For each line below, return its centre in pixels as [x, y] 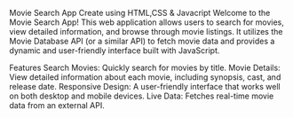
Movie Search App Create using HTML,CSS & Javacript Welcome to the [140, 13]
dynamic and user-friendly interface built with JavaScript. [115, 51]
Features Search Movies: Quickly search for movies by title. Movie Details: [145, 67]
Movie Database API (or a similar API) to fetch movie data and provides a [142, 41]
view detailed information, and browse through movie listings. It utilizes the [146, 31]
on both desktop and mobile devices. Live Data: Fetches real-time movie [142, 96]
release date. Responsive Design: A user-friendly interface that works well [145, 87]
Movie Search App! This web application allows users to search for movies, [146, 22]
